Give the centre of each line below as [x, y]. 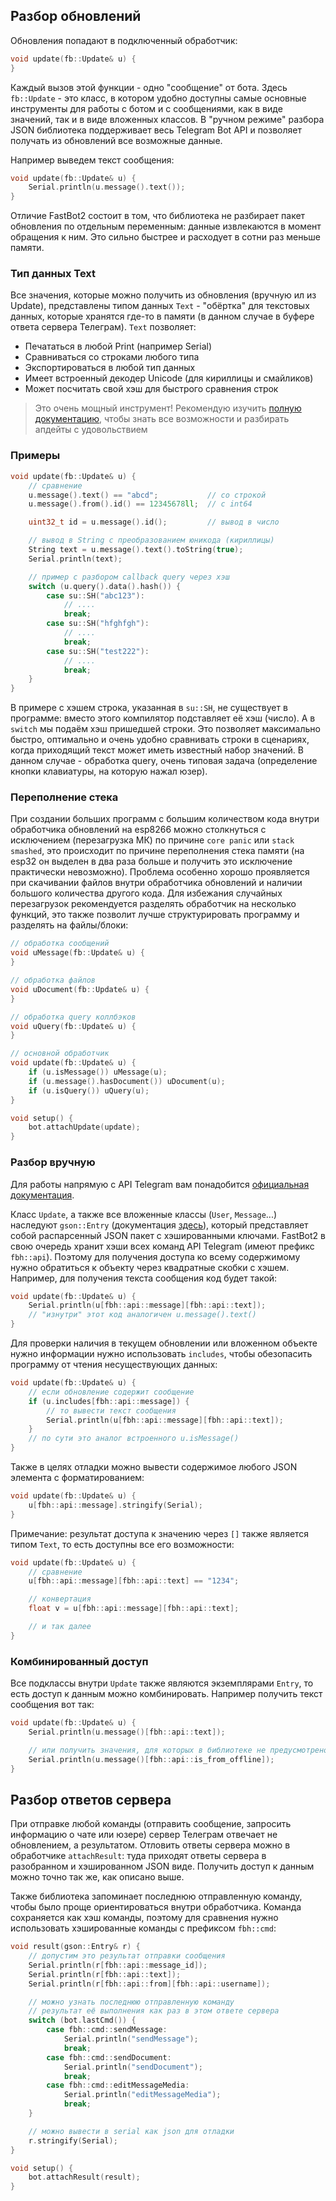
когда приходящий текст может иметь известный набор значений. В [157, 750]
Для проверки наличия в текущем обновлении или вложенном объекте [164, 1343]
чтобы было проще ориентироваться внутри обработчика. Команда [156, 1907]
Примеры [35, 456]
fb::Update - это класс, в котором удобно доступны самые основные [158, 98]
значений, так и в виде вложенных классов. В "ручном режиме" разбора [167, 119]
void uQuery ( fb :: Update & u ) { [73, 1026]
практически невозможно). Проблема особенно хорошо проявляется [160, 872]
